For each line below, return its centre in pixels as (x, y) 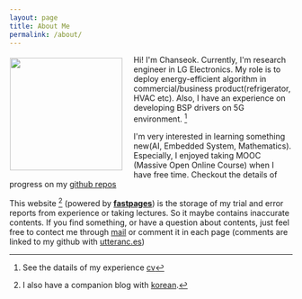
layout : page (34, 18)
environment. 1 (160, 118)
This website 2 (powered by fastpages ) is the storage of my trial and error (147, 202)
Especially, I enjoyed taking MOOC (197, 156)
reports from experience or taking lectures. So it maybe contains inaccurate (150, 213)
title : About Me (40, 26)
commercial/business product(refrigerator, (212, 89)
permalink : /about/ (46, 34)
